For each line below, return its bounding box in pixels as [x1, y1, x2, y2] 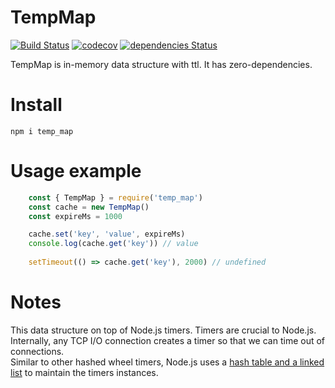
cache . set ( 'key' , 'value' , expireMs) [28, 229, 186, 240]
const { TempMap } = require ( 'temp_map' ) [28, 192, 203, 203]
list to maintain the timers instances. [10, 366, 159, 378]
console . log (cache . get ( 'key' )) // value [28, 239, 199, 249]
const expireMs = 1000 [28, 211, 123, 221]
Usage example [10, 160, 142, 183]
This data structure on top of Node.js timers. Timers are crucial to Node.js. [10, 324, 317, 336]
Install [10, 94, 63, 116]
